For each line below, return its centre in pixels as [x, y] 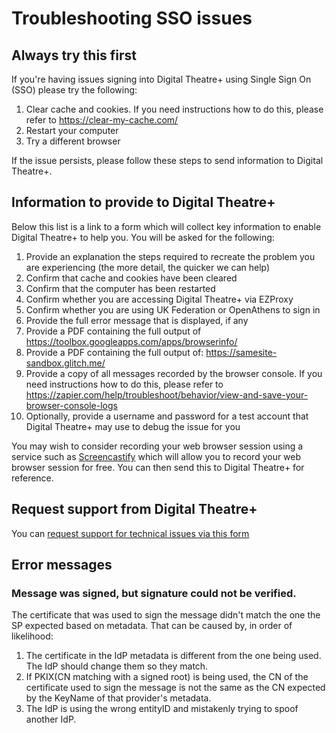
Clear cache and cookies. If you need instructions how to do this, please [174, 109]
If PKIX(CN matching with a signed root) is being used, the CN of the [167, 677]
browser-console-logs [71, 405]
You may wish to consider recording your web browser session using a [157, 446]
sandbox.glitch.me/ [65, 363]
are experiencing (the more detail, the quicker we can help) [148, 267]
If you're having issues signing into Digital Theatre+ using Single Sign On [161, 79]
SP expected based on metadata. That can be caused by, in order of [152, 626]
